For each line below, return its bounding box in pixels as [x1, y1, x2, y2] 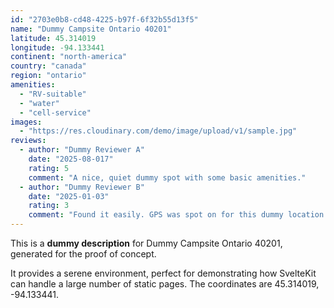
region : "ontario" [10, 71, 87, 81]
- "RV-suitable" [19, 89, 87, 99]
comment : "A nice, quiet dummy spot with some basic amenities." [28, 172, 307, 183]
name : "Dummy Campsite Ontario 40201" [10, 24, 172, 34]
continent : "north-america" [10, 52, 128, 62]
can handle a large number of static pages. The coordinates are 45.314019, [10, 278, 320, 290]
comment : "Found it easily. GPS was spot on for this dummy [28, 210, 284, 220]
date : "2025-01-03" [28, 191, 110, 201]
